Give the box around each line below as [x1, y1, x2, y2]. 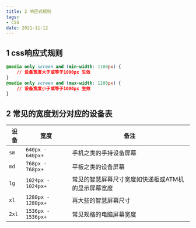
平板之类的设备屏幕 [72, 163, 125, 171]
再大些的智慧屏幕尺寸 [72, 196, 131, 205]
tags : [6, 14, 19, 20]
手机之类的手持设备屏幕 [72, 149, 137, 157]
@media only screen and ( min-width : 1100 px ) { [6, 64, 121, 70]
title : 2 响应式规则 [6, 8, 51, 15]
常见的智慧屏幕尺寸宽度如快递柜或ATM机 [72, 175, 184, 184]
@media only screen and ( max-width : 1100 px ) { [6, 80, 121, 86]
